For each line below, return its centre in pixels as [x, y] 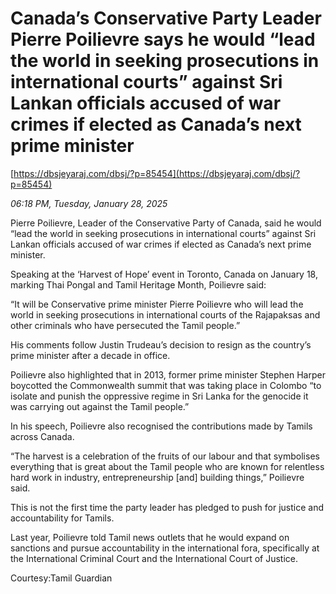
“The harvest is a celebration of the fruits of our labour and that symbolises [165, 456]
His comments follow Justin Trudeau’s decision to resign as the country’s [161, 344]
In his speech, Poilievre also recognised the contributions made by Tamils [161, 426]
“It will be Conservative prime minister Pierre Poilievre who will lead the [157, 304]
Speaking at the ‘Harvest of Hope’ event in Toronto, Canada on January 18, [164, 274]
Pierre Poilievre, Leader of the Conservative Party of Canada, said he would [166, 223]
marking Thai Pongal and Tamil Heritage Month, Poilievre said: [138, 284]
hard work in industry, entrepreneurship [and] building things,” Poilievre [157, 477]
